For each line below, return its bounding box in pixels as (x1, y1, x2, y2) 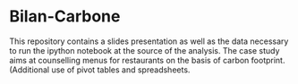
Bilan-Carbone (9, 6, 121, 27)
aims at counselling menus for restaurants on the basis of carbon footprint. (9, 55, 285, 65)
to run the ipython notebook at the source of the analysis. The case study (9, 45, 280, 55)
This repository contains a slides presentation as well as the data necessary (9, 36, 289, 46)
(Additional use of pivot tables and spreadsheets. (9, 64, 191, 75)
